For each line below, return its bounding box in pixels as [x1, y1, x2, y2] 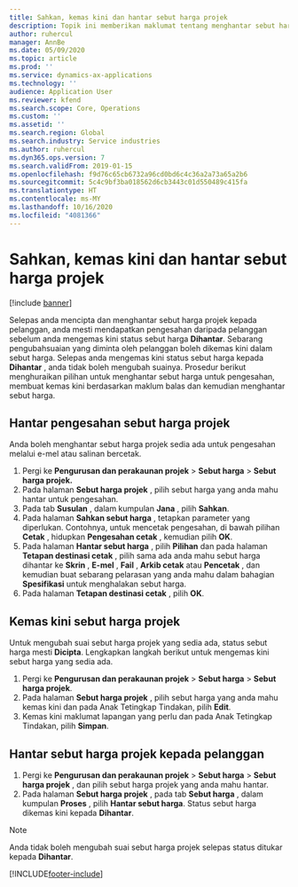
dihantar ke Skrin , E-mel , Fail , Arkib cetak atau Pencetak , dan [21, 560, 261, 570]
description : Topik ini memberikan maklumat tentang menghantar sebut [9, 21, 276, 30]
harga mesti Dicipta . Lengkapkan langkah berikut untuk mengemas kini [9, 647, 270, 657]
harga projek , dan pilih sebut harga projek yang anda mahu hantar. [21, 780, 269, 789]
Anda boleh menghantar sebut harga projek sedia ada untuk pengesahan [9, 439, 277, 450]
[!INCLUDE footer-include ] [9, 868, 104, 879]
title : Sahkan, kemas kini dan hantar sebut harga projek [9, 12, 228, 22]
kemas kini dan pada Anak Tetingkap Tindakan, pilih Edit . [21, 702, 231, 712]
